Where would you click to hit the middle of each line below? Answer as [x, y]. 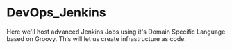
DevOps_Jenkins [56, 13]
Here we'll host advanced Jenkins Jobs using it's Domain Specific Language [116, 32]
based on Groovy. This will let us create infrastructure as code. [97, 38]
